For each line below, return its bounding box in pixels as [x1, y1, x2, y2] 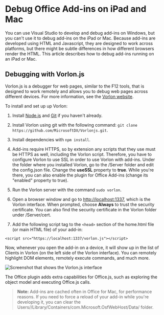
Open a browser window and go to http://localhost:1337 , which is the [12, 196, 151, 202]
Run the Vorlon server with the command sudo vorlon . [12, 187, 122, 193]
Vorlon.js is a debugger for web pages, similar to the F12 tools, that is [5, 83, 144, 89]
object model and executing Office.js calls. [5, 279, 91, 285]
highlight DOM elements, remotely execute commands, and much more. [5, 255, 150, 261]
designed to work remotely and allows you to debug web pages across [5, 88, 148, 94]
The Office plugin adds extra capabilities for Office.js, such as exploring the [5, 274, 158, 280]
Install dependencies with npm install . [12, 136, 91, 142]
